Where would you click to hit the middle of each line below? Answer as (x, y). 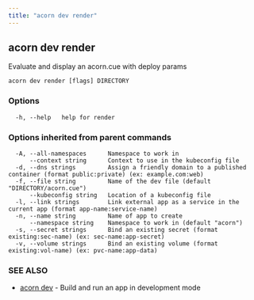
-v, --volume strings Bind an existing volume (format (117, 244)
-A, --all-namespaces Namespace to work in (97, 154)
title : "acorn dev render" (53, 15)
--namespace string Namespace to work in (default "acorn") (136, 223)
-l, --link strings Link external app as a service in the (127, 203)
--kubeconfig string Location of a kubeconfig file (120, 196)
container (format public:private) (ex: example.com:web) (106, 175)
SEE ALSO (28, 270)
